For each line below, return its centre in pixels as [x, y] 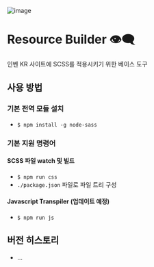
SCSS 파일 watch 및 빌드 [41, 161]
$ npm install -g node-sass [57, 125]
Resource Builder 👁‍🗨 [71, 39]
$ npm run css [37, 177]
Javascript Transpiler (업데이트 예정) [59, 201]
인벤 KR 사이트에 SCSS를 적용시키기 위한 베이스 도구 [77, 64]
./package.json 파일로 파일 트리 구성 [67, 184]
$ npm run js [36, 218]
